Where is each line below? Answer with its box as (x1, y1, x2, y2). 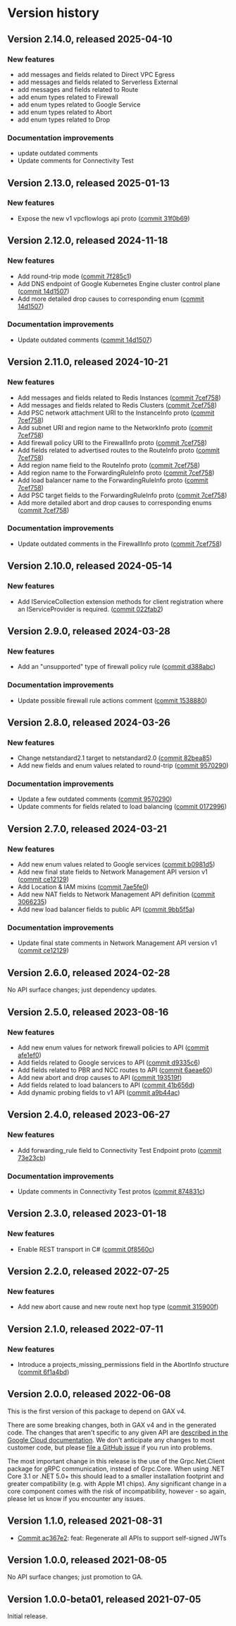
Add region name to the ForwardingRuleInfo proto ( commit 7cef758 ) (17, 468, 215, 477)
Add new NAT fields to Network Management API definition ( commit (17, 890, 216, 898)
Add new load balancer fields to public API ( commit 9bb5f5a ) (17, 906, 195, 914)
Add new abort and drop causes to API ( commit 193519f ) (17, 1073, 182, 1081)
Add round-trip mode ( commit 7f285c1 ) (17, 272, 132, 280)
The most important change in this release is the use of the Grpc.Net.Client (7, 1456, 225, 1465)
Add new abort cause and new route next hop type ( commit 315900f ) (17, 1302, 219, 1311)
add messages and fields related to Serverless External (17, 78, 178, 86)
